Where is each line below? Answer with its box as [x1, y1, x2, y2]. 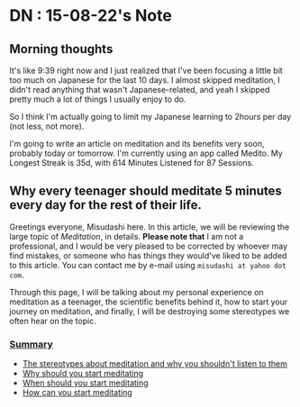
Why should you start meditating [22, 368, 144, 379]
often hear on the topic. [9, 315, 96, 326]
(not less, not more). [9, 121, 85, 131]
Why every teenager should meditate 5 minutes [9, 184, 282, 199]
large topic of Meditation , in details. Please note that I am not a [9, 231, 244, 241]
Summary [9, 338, 54, 350]
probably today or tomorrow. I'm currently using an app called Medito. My [9, 148, 284, 158]
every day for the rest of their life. [9, 197, 203, 213]
